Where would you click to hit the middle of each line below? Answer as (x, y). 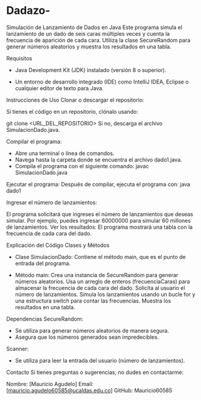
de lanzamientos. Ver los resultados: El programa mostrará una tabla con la (100, 227)
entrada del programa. (43, 263)
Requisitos (19, 58)
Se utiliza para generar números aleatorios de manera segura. (92, 330)
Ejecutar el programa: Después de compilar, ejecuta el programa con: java (98, 184)
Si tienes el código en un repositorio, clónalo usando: (72, 111)
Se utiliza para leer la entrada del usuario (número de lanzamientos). (100, 360)
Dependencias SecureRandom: (45, 319)
